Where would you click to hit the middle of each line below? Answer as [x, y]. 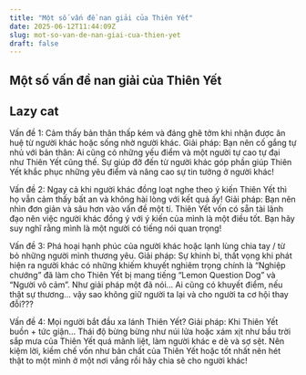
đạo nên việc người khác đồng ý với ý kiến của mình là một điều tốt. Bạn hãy [153, 219]
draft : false [34, 43]
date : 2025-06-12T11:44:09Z [63, 26]
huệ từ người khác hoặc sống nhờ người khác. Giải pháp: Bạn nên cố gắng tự [153, 143]
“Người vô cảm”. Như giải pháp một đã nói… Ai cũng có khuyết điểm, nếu [146, 285]
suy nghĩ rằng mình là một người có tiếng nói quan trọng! [116, 228]
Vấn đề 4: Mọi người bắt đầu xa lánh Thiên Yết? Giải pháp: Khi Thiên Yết [144, 322]
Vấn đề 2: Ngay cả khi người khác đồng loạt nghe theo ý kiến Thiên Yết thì [148, 190]
